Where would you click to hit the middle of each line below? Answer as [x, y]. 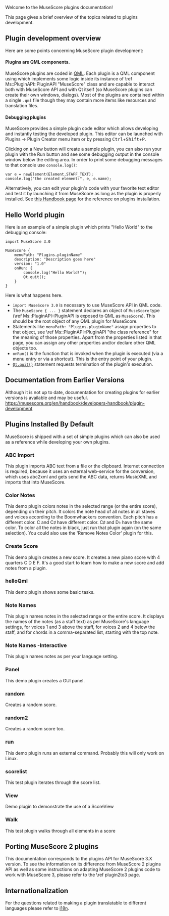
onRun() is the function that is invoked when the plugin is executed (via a [88, 354]
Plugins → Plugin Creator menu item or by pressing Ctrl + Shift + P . [76, 139]
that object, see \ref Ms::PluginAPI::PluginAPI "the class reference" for [86, 332]
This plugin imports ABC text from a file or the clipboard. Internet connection [85, 466]
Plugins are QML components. [38, 62]
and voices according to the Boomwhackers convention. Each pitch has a [81, 517]
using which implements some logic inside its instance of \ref [69, 79]
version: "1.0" [30, 264]
